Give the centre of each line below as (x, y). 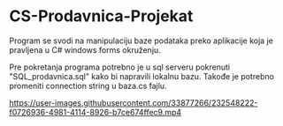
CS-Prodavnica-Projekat (101, 16)
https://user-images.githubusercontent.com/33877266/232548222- (134, 102)
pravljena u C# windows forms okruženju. (85, 49)
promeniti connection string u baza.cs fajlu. (88, 85)
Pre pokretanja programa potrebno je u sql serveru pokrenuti (120, 67)
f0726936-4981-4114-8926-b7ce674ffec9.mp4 (96, 112)
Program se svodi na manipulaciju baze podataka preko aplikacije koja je (141, 41)
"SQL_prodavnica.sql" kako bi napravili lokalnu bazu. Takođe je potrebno (141, 76)
